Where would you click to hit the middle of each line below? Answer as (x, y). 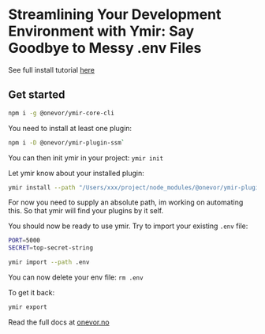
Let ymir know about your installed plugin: (76, 173)
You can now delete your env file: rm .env (76, 277)
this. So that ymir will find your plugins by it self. (86, 211)
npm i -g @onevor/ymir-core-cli (61, 113)
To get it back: (32, 293)
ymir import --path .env (49, 262)
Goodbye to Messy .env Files (105, 48)
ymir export (28, 307)
